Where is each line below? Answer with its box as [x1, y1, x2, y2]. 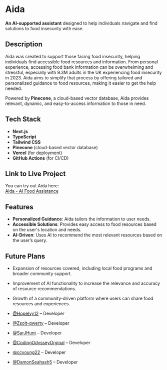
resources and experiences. [12, 301, 70, 307]
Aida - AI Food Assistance [5, 188, 59, 194]
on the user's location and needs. [12, 227, 81, 233]
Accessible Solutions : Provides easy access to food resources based [12, 221, 156, 227]
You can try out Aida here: [5, 183, 59, 189]
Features [5, 202, 33, 211]
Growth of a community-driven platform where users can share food [12, 295, 153, 301]
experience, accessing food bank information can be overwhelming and [5, 64, 153, 70]
